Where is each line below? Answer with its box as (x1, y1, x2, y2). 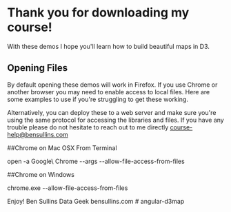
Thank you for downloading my (7, 5, 190, 21)
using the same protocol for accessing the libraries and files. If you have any (7, 116, 224, 124)
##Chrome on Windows (7, 170, 74, 178)
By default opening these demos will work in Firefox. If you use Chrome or (7, 81, 218, 89)
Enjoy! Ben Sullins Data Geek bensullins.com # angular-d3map (7, 197, 185, 205)
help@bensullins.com (7, 130, 69, 138)
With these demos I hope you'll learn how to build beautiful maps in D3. (7, 42, 210, 50)
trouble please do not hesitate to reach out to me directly (7, 123, 169, 131)
